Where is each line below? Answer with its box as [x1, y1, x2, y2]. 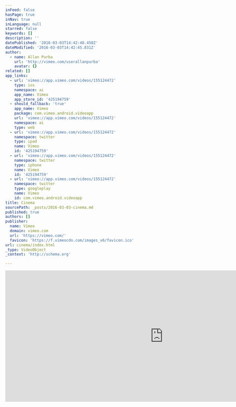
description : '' [5, 36, 39, 41]
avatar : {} [14, 64, 37, 69]
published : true [5, 209, 39, 215]
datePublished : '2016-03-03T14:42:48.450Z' [5, 40, 98, 46]
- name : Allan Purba [10, 54, 53, 60]
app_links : [5, 73, 28, 78]
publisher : [5, 219, 28, 224]
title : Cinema [5, 200, 35, 205]
